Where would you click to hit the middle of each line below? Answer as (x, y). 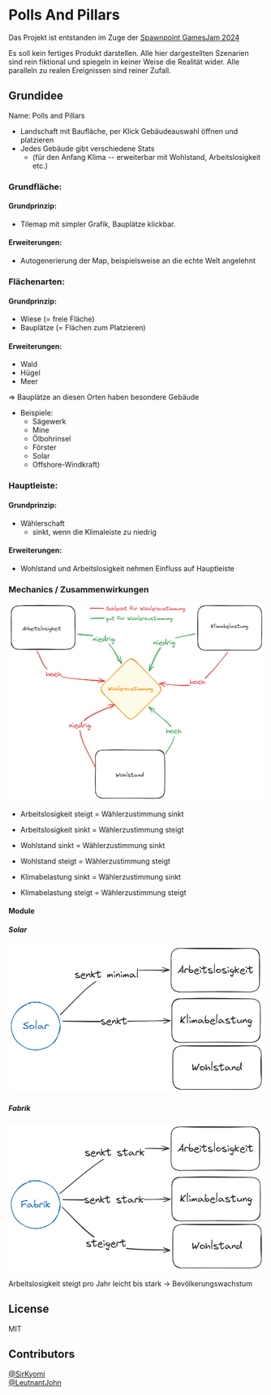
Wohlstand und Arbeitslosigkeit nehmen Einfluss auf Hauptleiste (127, 568)
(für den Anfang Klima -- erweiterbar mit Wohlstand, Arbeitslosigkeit (146, 157)
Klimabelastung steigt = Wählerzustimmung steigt (103, 892)
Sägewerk (49, 422)
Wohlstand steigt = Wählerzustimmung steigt (95, 861)
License (29, 1309)
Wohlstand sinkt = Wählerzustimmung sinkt (92, 845)
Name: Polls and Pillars (47, 115)
